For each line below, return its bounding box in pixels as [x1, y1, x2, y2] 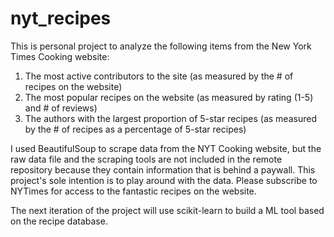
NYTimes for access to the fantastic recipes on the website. [10, 185, 257, 197]
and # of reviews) [24, 102, 98, 114]
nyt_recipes [10, 7, 112, 30]
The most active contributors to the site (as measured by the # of [24, 70, 294, 82]
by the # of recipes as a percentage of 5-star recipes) [24, 123, 247, 135]
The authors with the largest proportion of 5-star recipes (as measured [24, 112, 317, 124]
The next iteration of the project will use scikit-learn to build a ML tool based [10, 204, 325, 216]
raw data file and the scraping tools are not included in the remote [10, 153, 283, 165]
